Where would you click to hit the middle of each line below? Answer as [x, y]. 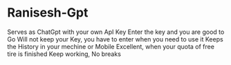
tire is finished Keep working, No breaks [64, 54]
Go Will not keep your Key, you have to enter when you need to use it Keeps [115, 39]
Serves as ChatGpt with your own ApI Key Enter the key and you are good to [116, 32]
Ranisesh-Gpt [48, 13]
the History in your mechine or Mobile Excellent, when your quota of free [111, 46]
